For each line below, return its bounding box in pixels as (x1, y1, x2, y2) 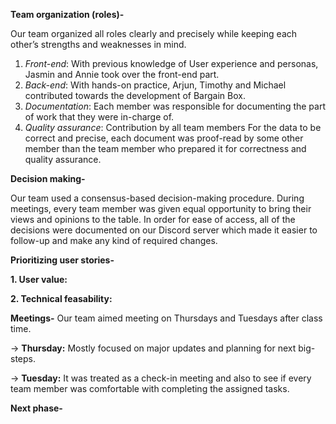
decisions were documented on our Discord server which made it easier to (10, 224, 318, 236)
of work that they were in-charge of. (24, 111, 175, 123)
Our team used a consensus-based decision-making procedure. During (10, 192, 305, 204)
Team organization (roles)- (10, 9, 125, 20)
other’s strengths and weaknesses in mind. (10, 39, 187, 50)
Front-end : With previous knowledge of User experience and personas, (24, 58, 319, 69)
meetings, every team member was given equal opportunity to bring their (10, 203, 312, 214)
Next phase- (10, 402, 63, 414)
